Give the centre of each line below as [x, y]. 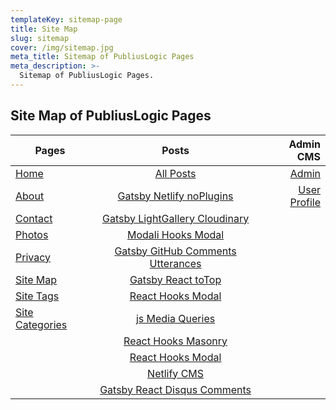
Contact [34, 218]
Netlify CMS [176, 373]
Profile [305, 202]
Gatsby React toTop [175, 279]
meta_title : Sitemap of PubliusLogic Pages [102, 57]
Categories [41, 324]
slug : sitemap [40, 38]
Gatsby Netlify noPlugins [175, 196]
